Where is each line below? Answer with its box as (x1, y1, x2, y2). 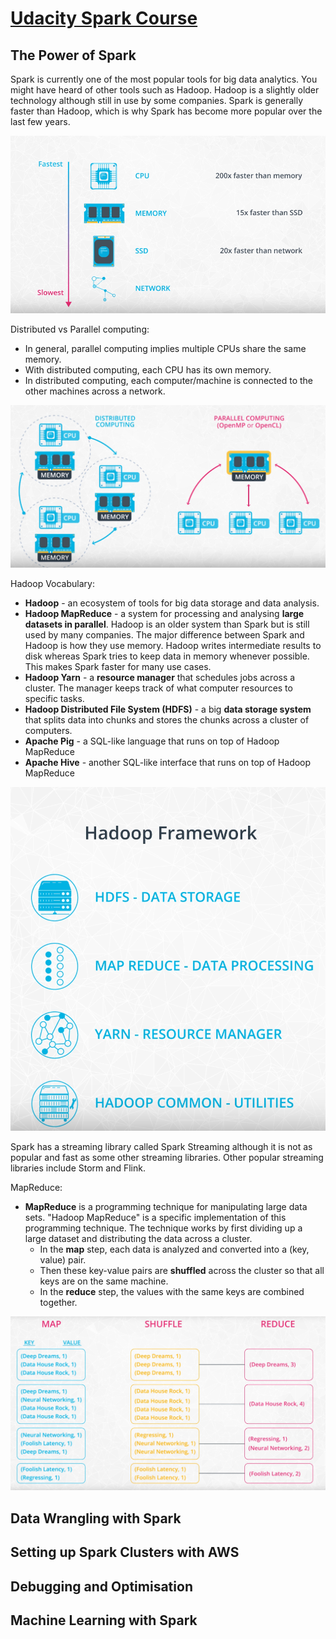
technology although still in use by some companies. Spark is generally (10, 95, 304, 106)
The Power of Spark (10, 47, 137, 64)
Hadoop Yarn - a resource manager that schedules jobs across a (24, 672, 296, 684)
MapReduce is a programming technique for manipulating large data (24, 1201, 308, 1213)
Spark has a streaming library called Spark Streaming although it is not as (10, 1141, 313, 1153)
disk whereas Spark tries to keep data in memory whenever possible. (24, 650, 310, 662)
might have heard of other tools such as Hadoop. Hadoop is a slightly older (10, 84, 320, 96)
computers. (24, 725, 73, 737)
